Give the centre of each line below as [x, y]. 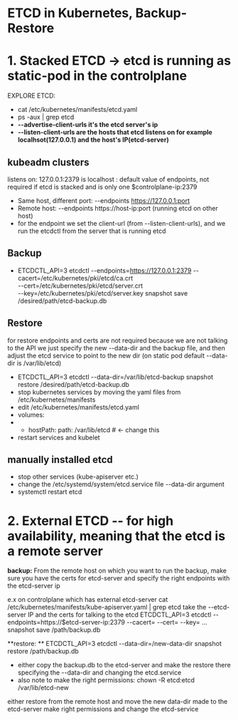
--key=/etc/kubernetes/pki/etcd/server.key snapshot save [103, 293]
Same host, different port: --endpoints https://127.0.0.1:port [104, 200]
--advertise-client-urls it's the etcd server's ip [88, 125]
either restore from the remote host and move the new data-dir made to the [118, 701]
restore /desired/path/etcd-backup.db [74, 384]
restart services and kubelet [59, 437]
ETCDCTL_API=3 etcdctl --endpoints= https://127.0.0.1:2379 [104, 270]
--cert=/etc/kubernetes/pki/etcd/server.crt [80, 286]
